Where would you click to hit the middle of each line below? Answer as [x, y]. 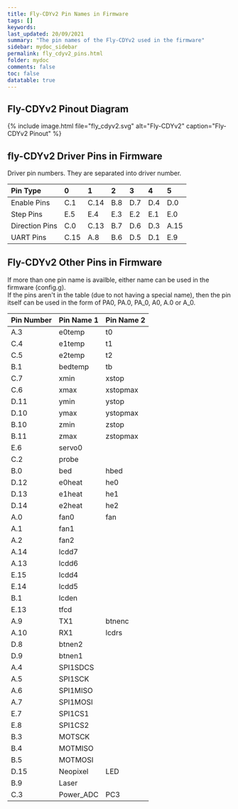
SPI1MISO [76, 690]
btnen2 [71, 644]
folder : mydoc [28, 60]
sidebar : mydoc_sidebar [43, 47]
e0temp [72, 332]
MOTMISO [76, 748]
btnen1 [71, 655]
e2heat [71, 505]
